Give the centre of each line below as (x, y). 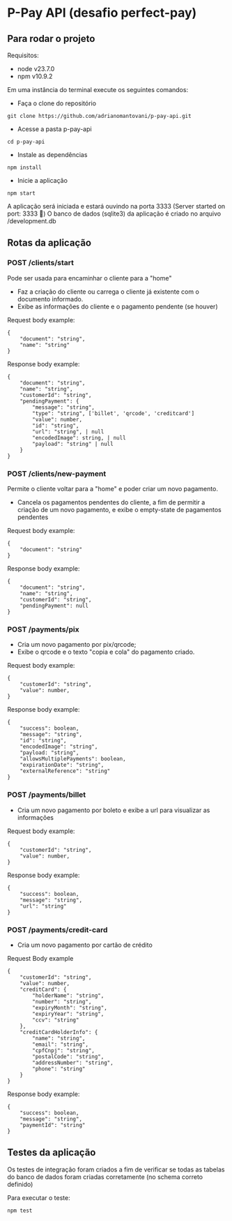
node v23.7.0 (36, 69)
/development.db (32, 221)
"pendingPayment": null (54, 606)
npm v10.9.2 (35, 76)
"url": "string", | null (68, 432)
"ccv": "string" (56, 1020)
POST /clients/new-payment (57, 474)
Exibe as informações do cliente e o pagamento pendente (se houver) (117, 306)
